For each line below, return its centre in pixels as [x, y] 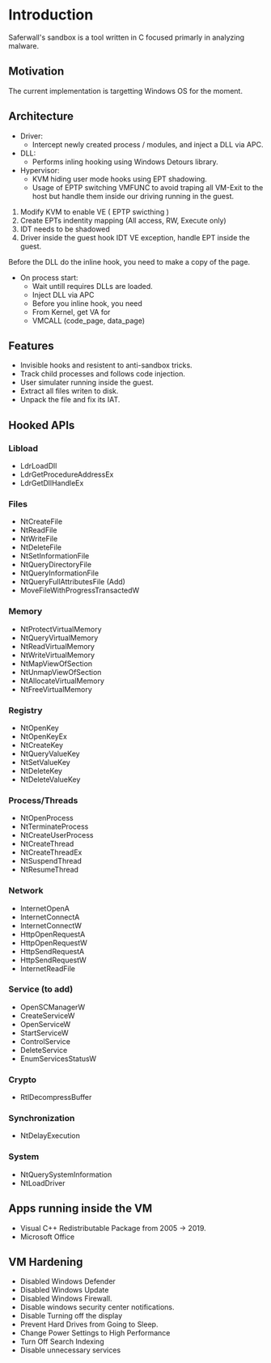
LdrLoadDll [38, 466]
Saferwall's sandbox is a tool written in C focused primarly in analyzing [127, 37]
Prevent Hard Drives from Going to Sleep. [89, 1324]
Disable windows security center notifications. [97, 1307]
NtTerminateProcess [54, 826]
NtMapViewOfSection [56, 663]
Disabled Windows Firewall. [66, 1299]
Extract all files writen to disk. [69, 391]
